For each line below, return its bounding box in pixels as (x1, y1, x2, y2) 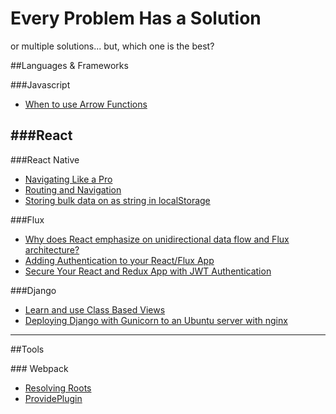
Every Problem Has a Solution (10, 7, 262, 30)
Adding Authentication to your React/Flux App (24, 254, 215, 266)
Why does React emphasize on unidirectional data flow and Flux (24, 233, 290, 245)
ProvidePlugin (24, 392, 83, 404)
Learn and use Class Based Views (24, 303, 166, 316)
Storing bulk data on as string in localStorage (24, 194, 211, 206)
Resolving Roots (24, 382, 92, 394)
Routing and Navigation (24, 183, 122, 196)
